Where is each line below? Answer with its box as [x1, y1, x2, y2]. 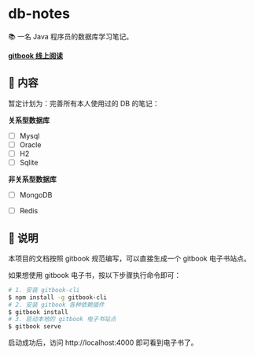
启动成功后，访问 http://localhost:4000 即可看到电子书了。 [8, 338, 198, 347]
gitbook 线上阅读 [8, 50, 64, 60]
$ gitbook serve [8, 323, 61, 331]
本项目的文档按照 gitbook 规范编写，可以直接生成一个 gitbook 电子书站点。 [8, 253, 251, 263]
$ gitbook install [8, 308, 68, 316]
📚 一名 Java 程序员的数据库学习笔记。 [8, 31, 134, 41]
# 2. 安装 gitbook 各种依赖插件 [8, 301, 105, 309]
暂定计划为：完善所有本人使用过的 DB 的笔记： [8, 98, 160, 108]
